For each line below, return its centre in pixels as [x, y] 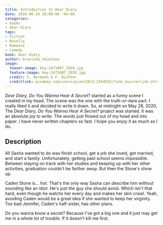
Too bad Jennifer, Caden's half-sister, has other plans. [59, 204]
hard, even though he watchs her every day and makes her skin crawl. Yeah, [81, 193]
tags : [10, 32]
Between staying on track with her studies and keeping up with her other [78, 163]
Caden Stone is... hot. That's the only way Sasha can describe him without [79, 183]
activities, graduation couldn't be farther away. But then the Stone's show [78, 169]
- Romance [15, 46]
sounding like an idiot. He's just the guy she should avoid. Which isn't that [79, 188]
